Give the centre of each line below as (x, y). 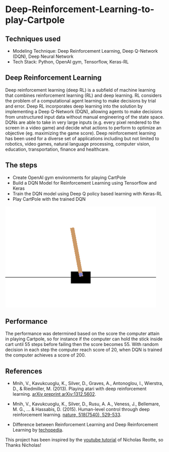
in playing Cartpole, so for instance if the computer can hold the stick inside (84, 339)
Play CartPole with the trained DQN (49, 199)
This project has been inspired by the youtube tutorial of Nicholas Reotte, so (84, 440)
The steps (21, 165)
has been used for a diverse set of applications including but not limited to (82, 138)
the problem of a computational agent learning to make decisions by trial (81, 100)
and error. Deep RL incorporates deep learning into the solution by (74, 106)
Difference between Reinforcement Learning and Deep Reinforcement (85, 425)
